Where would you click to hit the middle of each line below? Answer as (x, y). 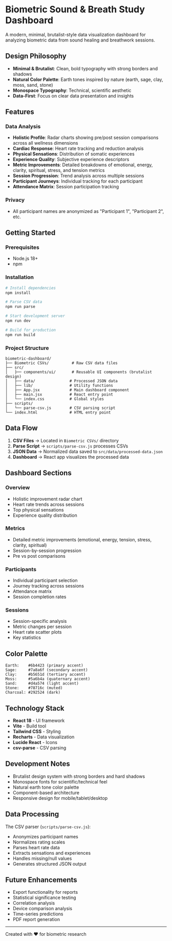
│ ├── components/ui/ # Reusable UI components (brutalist (79, 372)
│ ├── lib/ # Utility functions (59, 386)
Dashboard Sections (38, 473)
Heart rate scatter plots (37, 632)
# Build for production (31, 330)
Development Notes (38, 764)
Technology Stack (35, 708)
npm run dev (18, 321)
